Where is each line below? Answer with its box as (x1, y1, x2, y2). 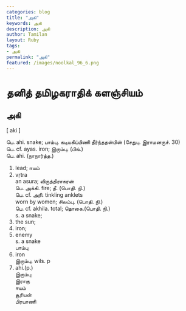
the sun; (15, 218, 36, 225)
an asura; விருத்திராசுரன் (15, 177, 74, 185)
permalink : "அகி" (6, 54, 50, 60)
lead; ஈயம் (15, 164, 40, 171)
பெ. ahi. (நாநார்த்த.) (6, 152, 54, 159)
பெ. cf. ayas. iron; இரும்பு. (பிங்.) (6, 145, 84, 152)
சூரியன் (15, 291, 32, 298)
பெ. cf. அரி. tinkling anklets (15, 191, 83, 198)
